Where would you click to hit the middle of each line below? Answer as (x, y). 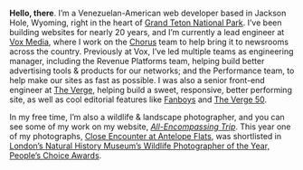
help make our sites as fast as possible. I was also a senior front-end (137, 80)
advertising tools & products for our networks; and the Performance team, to (152, 71)
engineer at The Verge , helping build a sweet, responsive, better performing (151, 90)
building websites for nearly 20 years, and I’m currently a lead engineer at (147, 32)
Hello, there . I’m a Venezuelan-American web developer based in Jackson (148, 13)
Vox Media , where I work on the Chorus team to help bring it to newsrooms (149, 42)
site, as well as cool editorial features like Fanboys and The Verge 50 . (138, 99)
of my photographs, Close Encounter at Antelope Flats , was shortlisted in (146, 136)
